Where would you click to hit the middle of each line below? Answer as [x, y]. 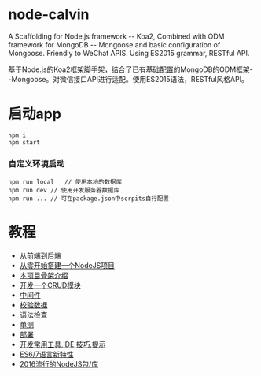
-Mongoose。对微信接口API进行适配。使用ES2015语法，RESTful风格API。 [129, 79]
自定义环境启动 [37, 163]
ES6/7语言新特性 [46, 354]
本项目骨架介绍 [44, 275]
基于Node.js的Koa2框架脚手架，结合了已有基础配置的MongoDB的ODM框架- [130, 69]
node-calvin [49, 15]
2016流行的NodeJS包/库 [59, 364]
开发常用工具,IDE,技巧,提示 [62, 344]
